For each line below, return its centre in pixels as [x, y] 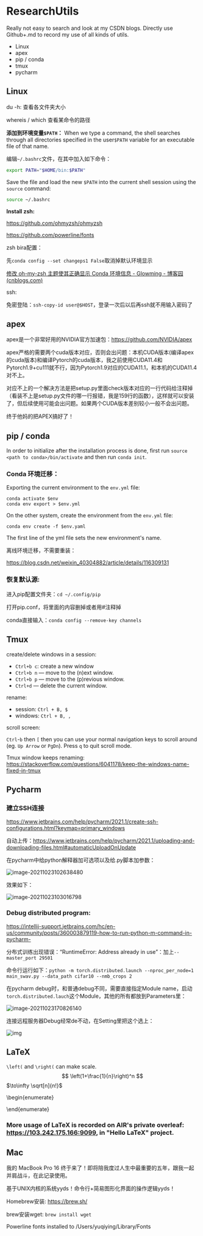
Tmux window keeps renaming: [46, 758]
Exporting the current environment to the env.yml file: [73, 488]
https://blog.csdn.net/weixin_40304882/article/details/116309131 [88, 563]
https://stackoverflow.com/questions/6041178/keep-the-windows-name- [98, 764]
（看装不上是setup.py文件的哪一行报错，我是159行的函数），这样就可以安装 [100, 396]
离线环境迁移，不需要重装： [41, 550]
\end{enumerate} [28, 1109]
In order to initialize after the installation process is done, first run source [97, 451]
